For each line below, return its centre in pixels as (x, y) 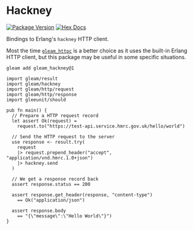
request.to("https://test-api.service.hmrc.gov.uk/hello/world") (101, 126)
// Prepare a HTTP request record (55, 115)
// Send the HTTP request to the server (63, 136)
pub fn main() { (27, 110)
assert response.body (39, 211)
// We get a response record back (55, 179)
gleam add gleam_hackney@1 (40, 68)
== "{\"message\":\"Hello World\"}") (65, 216)
